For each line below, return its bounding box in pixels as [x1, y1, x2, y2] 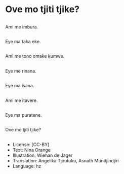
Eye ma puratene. [5, 112, 42, 118]
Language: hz [12, 163, 42, 169]
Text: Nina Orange [12, 147, 51, 153]
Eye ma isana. [5, 83, 34, 89]
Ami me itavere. [5, 97, 38, 103]
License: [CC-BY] [12, 141, 50, 148]
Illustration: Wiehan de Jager [12, 152, 73, 158]
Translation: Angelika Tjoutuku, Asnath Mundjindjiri [12, 157, 119, 163]
